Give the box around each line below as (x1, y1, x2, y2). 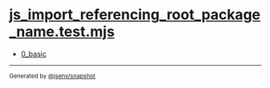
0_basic (20, 49, 47, 58)
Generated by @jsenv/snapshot (9, 72, 96, 80)
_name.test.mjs (9, 22, 115, 41)
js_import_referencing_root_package (9, 6, 261, 24)
